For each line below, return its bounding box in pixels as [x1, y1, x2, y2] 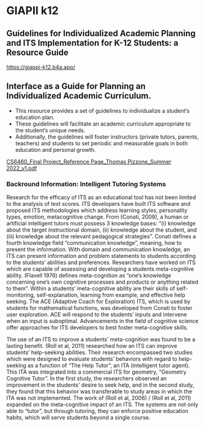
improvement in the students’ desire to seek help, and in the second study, [6, 381, 195, 389]
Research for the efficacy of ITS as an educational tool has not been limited [6, 194, 196, 201]
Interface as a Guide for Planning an [6, 81, 146, 92]
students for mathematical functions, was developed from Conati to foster [6, 304, 193, 312]
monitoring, [6, 292, 35, 299]
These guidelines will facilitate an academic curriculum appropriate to [15, 120, 191, 127]
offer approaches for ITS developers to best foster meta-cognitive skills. [6, 324, 188, 331]
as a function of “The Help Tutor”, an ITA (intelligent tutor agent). [27, 362, 190, 369]
